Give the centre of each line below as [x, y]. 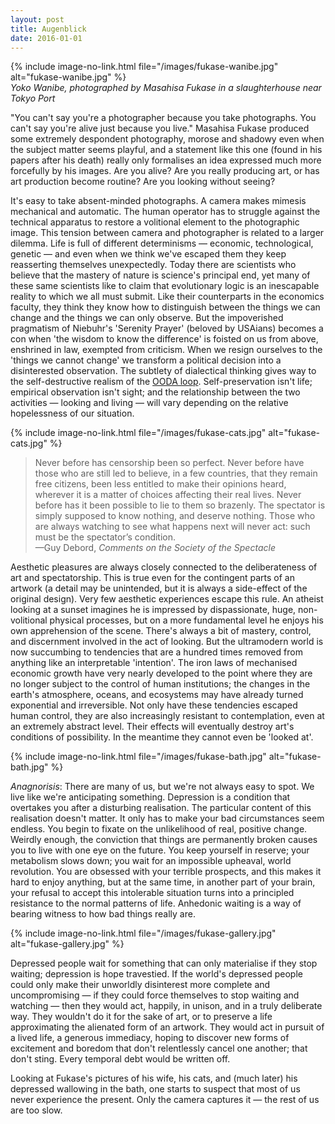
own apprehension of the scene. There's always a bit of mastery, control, [161, 631]
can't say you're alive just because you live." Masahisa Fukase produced [160, 128]
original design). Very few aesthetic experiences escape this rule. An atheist [167, 599]
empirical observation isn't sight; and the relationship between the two [155, 392]
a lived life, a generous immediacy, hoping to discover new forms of [150, 1038]
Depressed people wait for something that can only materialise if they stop [164, 963]
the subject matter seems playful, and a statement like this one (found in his [166, 150]
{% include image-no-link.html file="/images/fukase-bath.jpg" [138, 757]
